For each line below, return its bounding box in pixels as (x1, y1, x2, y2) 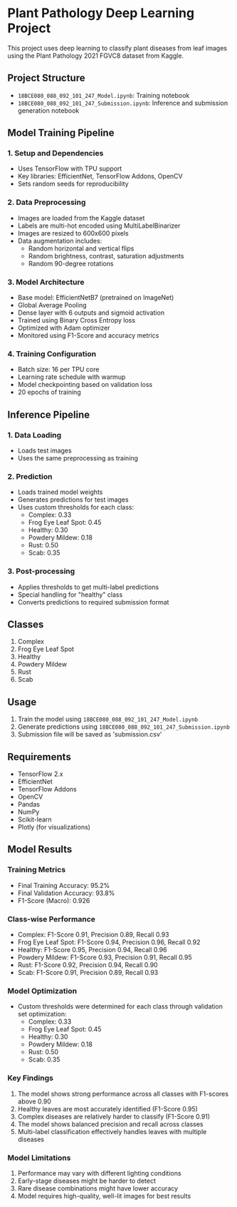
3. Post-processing (7, 566, 75, 576)
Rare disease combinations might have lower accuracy (17, 1183, 179, 1193)
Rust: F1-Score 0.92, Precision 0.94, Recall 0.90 (17, 961, 158, 969)
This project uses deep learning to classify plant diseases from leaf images (7, 44, 228, 52)
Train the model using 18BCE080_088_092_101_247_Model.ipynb (17, 715, 199, 724)
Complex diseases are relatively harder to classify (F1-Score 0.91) (17, 1112, 211, 1121)
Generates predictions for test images (17, 495, 130, 504)
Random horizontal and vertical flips (28, 244, 135, 253)
